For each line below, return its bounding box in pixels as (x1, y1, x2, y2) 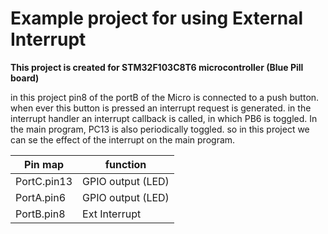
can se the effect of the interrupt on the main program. (10, 133, 236, 146)
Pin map (24, 157, 65, 171)
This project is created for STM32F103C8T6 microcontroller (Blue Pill (10, 61, 304, 73)
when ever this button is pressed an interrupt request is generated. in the (10, 102, 312, 114)
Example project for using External (10, 7, 304, 30)
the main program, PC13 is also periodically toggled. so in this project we (10, 123, 310, 135)
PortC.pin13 (15, 174, 73, 188)
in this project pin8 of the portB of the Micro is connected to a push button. (10, 91, 320, 103)
